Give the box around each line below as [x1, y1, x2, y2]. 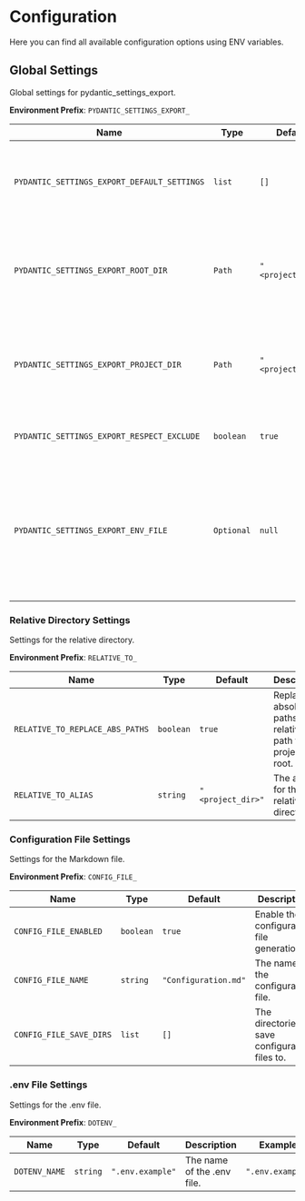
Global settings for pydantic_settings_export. [9, 86, 177, 97]
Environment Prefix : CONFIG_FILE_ [9, 871, 138, 882]
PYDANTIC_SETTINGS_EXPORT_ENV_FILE [14, 525, 168, 535]
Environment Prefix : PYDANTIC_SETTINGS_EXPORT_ [9, 104, 191, 115]
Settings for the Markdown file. [9, 854, 125, 865]
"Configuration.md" [162, 975, 247, 986]
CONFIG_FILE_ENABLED [14, 927, 103, 937]
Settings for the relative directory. [9, 634, 135, 646]
